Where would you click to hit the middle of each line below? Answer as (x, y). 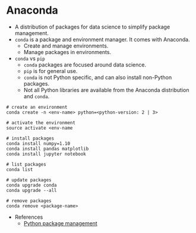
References (29, 217)
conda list (20, 169)
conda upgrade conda (32, 185)
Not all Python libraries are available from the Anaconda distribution (106, 90)
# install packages (30, 138)
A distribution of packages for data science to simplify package (92, 27)
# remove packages (29, 201)
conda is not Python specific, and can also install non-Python (98, 77)
